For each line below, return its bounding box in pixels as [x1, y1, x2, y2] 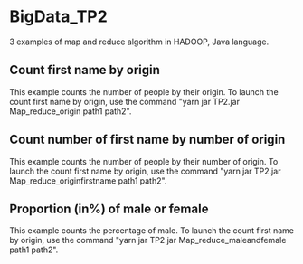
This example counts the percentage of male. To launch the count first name [9, 225, 294, 236]
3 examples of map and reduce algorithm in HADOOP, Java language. [9, 36, 270, 47]
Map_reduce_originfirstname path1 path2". [9, 174, 167, 186]
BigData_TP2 [9, 6, 109, 27]
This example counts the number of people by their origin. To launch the [9, 86, 279, 97]
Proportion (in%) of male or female [9, 201, 209, 216]
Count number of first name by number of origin [9, 132, 286, 147]
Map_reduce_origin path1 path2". [9, 106, 132, 117]
